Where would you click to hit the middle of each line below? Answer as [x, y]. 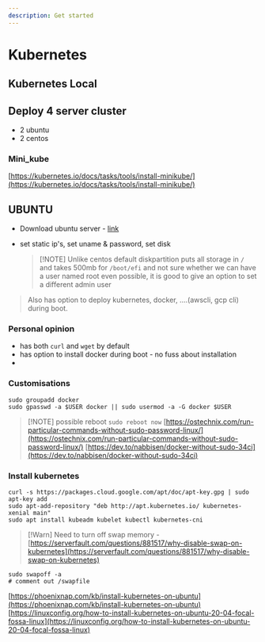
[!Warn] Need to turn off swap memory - [93, 535]
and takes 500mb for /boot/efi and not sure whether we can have [148, 268]
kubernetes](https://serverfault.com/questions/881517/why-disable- [138, 552]
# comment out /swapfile [49, 582]
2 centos [34, 139]
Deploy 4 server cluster [67, 111]
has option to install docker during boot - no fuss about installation [128, 354]
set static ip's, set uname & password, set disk [95, 244]
